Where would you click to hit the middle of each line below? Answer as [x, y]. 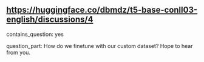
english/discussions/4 [50, 20]
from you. [19, 52]
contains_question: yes [35, 34]
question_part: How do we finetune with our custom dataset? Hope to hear [100, 46]
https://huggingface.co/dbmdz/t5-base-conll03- [102, 10]
